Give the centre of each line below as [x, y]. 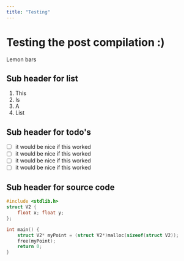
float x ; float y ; [41, 213]
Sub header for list [42, 78]
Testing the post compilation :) [86, 42]
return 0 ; [30, 247]
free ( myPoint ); [37, 241]
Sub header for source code [61, 187]
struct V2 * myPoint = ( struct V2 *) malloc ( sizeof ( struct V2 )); [98, 235]
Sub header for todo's [49, 132]
